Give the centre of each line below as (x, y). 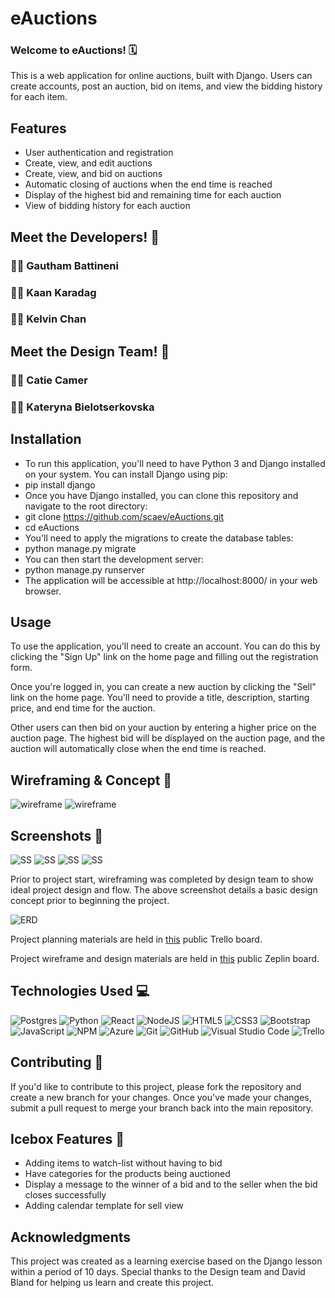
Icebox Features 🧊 (67, 1138)
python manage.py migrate (80, 548)
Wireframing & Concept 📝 (91, 780)
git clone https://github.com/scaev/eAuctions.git (124, 516)
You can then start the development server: (114, 559)
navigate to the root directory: (86, 506)
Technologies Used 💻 (80, 991)
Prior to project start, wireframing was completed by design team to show (162, 879)
